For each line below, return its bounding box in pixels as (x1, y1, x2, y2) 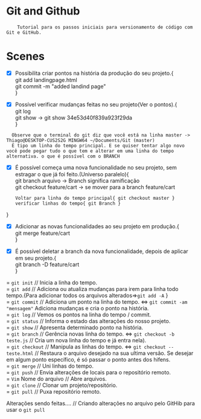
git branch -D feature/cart (14, 261, 80, 268)
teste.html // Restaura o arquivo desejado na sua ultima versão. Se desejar (6, 350, 194, 357)
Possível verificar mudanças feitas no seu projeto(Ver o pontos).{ (14, 101, 177, 108)
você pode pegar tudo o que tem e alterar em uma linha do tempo (6, 148, 174, 154)
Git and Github (6, 4, 80, 18)
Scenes (6, 50, 45, 63)
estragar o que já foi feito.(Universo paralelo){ (14, 171, 129, 178)
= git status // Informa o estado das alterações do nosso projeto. (6, 318, 171, 325)
